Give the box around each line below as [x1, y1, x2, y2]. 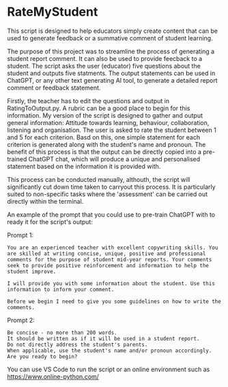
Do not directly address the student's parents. [7, 341, 148, 348]
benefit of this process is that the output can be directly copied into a [7, 148, 201, 156]
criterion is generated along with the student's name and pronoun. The [7, 140, 206, 148]
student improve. [7, 268, 57, 275]
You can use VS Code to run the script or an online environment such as [7, 365, 210, 373]
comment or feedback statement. [7, 83, 101, 92]
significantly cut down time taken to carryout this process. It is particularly [7, 183, 216, 191]
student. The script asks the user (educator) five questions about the [7, 62, 201, 70]
